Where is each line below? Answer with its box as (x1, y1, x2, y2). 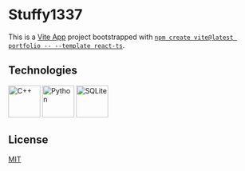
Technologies (8, 64, 78, 78)
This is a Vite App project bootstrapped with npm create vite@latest (8, 32, 234, 42)
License (8, 133, 49, 147)
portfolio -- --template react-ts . (8, 40, 125, 50)
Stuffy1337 (8, 6, 83, 24)
